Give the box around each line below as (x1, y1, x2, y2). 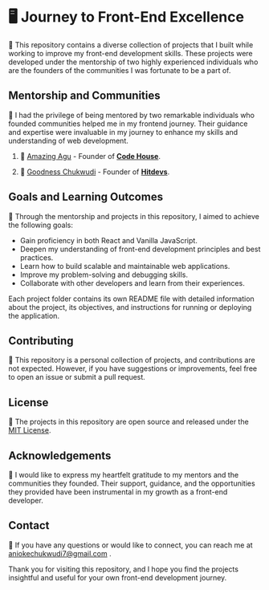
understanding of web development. (8, 136, 128, 145)
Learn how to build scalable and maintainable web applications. (19, 261, 230, 271)
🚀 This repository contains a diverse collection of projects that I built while (8, 39, 254, 50)
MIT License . (8, 425, 51, 435)
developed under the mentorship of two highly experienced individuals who (8, 57, 259, 67)
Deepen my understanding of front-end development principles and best (19, 244, 261, 254)
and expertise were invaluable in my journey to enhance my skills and (8, 127, 238, 136)
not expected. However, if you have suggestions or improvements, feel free (8, 364, 258, 373)
